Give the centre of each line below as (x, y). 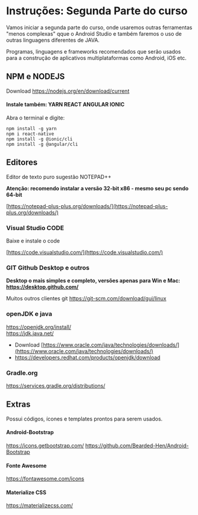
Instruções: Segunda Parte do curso (97, 11)
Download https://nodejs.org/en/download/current (68, 91)
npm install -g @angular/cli (42, 144)
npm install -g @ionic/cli (39, 139)
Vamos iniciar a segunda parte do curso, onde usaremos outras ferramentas (99, 27)
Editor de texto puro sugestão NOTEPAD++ (59, 177)
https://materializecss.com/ (39, 505)
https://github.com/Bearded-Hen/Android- (137, 445)
